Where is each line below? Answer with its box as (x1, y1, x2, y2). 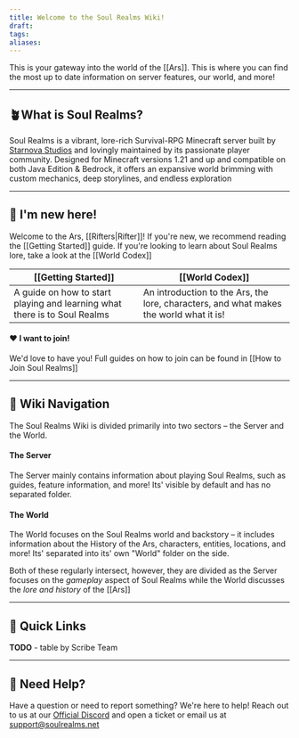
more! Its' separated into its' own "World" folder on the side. (9, 548, 230, 559)
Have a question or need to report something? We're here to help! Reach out (9, 700, 289, 710)
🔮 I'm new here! (9, 207, 98, 223)
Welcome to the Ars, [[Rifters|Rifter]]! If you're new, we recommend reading (9, 231, 287, 242)
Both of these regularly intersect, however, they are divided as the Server (9, 565, 278, 576)
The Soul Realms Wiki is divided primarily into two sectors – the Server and (9, 420, 285, 430)
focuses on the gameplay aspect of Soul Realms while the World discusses (9, 575, 285, 586)
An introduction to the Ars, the (142, 286, 269, 299)
